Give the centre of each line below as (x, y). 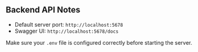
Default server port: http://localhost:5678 (69, 24)
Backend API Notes (43, 10)
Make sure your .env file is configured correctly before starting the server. (99, 42)
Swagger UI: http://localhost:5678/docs (66, 31)
